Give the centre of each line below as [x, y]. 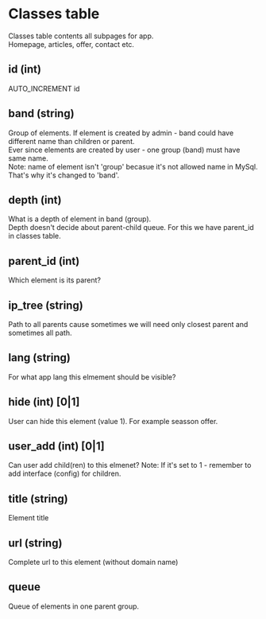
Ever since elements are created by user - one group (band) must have [124, 150]
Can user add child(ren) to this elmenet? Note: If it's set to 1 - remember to [130, 465]
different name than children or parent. [71, 141]
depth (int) [35, 200]
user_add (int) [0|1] [56, 446]
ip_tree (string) [46, 305]
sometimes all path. [40, 333]
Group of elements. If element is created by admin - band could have [121, 133]
